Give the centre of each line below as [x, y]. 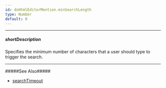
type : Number [19, 14]
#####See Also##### [28, 71]
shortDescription [23, 39]
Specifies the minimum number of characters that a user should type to [78, 52]
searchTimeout [27, 81]
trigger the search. [24, 57]
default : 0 [16, 19]
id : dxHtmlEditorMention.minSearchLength [48, 10]
